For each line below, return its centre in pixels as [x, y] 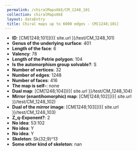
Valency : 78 [24, 54]
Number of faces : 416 [35, 80]
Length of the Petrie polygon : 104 [47, 59]
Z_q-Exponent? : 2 [31, 117]
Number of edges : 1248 [37, 75]
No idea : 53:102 [28, 123]
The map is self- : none [35, 86]
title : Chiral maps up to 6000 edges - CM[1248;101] [63, 24]
